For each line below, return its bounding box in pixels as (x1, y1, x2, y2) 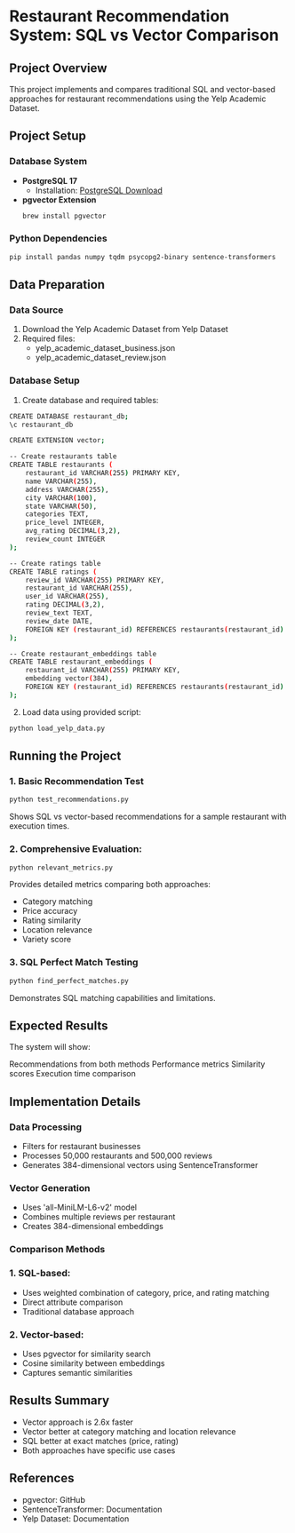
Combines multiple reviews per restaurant (21, 1211, 176, 1222)
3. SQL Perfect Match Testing (9, 957, 139, 969)
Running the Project (9, 749, 122, 764)
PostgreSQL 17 (21, 175, 78, 186)
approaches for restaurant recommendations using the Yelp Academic (9, 93, 267, 104)
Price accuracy (21, 906, 78, 917)
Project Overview (9, 60, 108, 75)
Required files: (21, 333, 76, 344)
